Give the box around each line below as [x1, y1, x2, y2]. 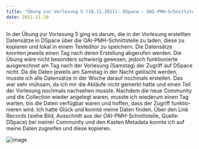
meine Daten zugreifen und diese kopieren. [6, 125, 111, 132]
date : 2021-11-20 [6, 14, 49, 20]
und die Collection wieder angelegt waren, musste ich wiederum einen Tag [6, 93, 189, 101]
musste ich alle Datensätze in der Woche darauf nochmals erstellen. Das [6, 74, 183, 82]
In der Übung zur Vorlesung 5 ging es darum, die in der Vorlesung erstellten [6, 30, 191, 37]
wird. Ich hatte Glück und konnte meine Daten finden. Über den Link [23, 106, 188, 113]
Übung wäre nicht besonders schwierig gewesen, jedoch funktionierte [6, 56, 178, 63]
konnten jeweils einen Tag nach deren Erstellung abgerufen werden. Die [6, 49, 182, 56]
